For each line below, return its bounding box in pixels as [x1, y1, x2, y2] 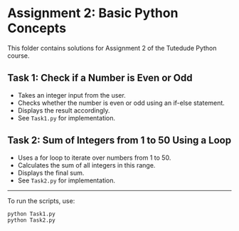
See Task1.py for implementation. [17, 113, 116, 122]
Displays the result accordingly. [17, 106, 110, 115]
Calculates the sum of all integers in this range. [17, 160, 156, 169]
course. [7, 51, 30, 60]
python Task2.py [7, 217, 55, 224]
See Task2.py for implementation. [17, 176, 116, 185]
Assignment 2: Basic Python [7, 5, 179, 21]
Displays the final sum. [17, 168, 85, 177]
